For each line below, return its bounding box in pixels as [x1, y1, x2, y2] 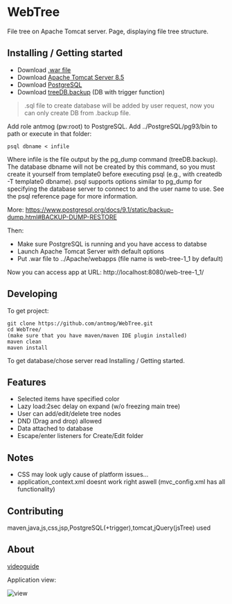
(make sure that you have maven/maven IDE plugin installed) [7, 332, 188, 339]
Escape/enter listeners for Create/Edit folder [17, 432, 144, 440]
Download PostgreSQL [17, 81, 82, 89]
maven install [7, 344, 48, 351]
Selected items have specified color [17, 395, 120, 403]
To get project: [7, 306, 49, 314]
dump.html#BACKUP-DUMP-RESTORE [7, 212, 118, 221]
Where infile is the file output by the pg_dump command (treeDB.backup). [7, 155, 218, 163]
